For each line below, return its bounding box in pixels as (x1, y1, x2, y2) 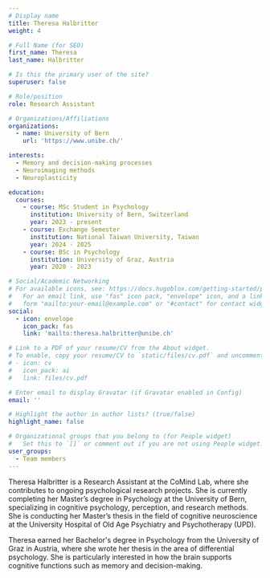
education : (8, 188, 45, 197)
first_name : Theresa (8, 49, 78, 57)
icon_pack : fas (22, 322, 74, 330)
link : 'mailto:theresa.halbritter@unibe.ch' (22, 330, 174, 338)
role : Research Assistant (8, 100, 95, 108)
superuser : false (8, 78, 67, 86)
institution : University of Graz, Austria (29, 255, 174, 263)
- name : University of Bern (15, 129, 110, 137)
